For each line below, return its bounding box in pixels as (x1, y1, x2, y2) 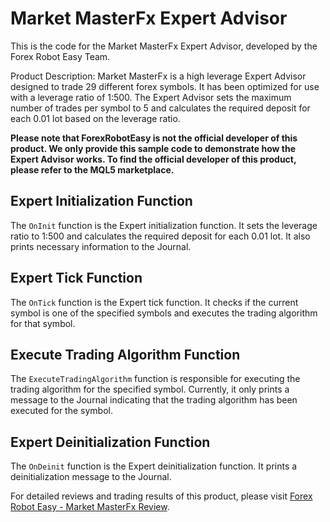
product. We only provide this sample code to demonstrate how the (10, 142, 296, 154)
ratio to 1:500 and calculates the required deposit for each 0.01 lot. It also (10, 230, 311, 242)
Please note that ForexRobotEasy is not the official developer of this (10, 132, 298, 144)
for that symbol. (10, 317, 76, 329)
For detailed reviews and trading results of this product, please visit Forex (10, 490, 313, 502)
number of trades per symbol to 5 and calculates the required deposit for (10, 102, 311, 114)
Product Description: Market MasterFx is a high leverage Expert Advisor (10, 70, 307, 82)
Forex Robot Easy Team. (10, 50, 111, 62)
